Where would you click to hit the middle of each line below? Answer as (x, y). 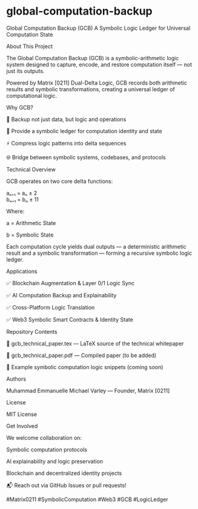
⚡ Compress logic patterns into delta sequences (66, 143)
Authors (16, 379)
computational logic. (32, 95)
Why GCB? (20, 107)
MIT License (22, 414)
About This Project (29, 46)
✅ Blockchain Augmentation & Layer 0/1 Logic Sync (71, 283)
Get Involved (22, 426)
